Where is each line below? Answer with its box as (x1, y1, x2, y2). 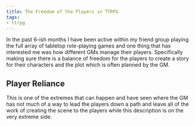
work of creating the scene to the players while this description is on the (6, 107, 184, 114)
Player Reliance (6, 78, 65, 89)
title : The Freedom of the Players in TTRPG (6, 8, 119, 15)
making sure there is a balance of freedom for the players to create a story (6, 55, 190, 62)
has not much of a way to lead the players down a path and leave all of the (6, 100, 189, 108)
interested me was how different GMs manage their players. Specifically (6, 49, 183, 56)
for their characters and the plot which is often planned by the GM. (6, 61, 170, 68)
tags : (6, 14, 20, 20)
